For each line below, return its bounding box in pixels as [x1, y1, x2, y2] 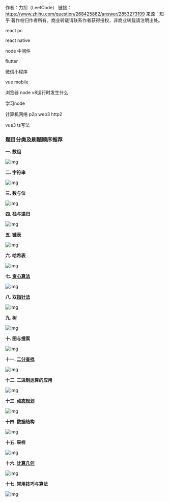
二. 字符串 [5, 169, 26, 175]
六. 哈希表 [5, 253, 26, 259]
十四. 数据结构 [5, 419, 35, 425]
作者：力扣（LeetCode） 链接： [5, 5, 72, 10]
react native [5, 37, 31, 43]
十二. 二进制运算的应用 [5, 377, 52, 383]
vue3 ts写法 [5, 122, 30, 128]
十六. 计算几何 [5, 460, 35, 466]
